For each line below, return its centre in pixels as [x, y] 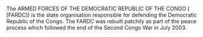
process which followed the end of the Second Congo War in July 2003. [97, 27]
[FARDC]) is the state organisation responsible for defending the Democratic [102, 15]
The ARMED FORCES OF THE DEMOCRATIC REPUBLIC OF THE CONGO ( [98, 9]
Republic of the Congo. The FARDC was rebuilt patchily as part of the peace [101, 21]
